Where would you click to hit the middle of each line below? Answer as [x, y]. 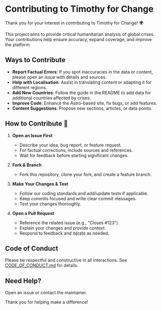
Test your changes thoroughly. [50, 204]
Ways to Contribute [35, 60]
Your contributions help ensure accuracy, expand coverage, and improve [79, 39]
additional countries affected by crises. [52, 98]
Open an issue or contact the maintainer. [46, 293]
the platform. [18, 45]
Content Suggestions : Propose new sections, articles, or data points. [82, 108]
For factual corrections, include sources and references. [76, 150]
